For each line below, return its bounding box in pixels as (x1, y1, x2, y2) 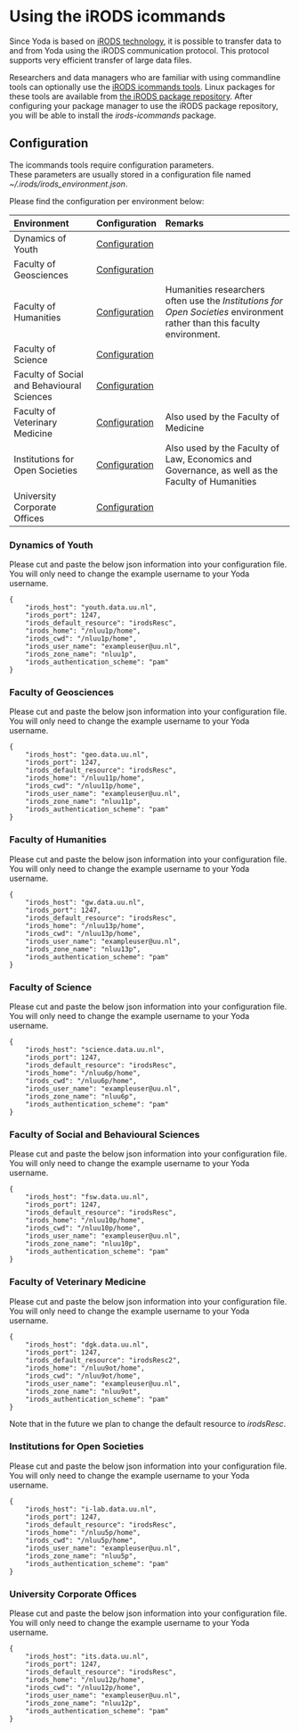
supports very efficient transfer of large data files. (9, 54, 192, 65)
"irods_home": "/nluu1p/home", (25, 626, 141, 635)
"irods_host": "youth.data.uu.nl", (25, 603, 158, 612)
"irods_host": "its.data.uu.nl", (25, 1653, 149, 1662)
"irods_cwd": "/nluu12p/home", (25, 1684, 141, 1693)
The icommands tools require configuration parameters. (9, 159, 214, 170)
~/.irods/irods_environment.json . (9, 178, 128, 189)
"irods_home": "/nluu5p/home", (25, 1528, 141, 1537)
